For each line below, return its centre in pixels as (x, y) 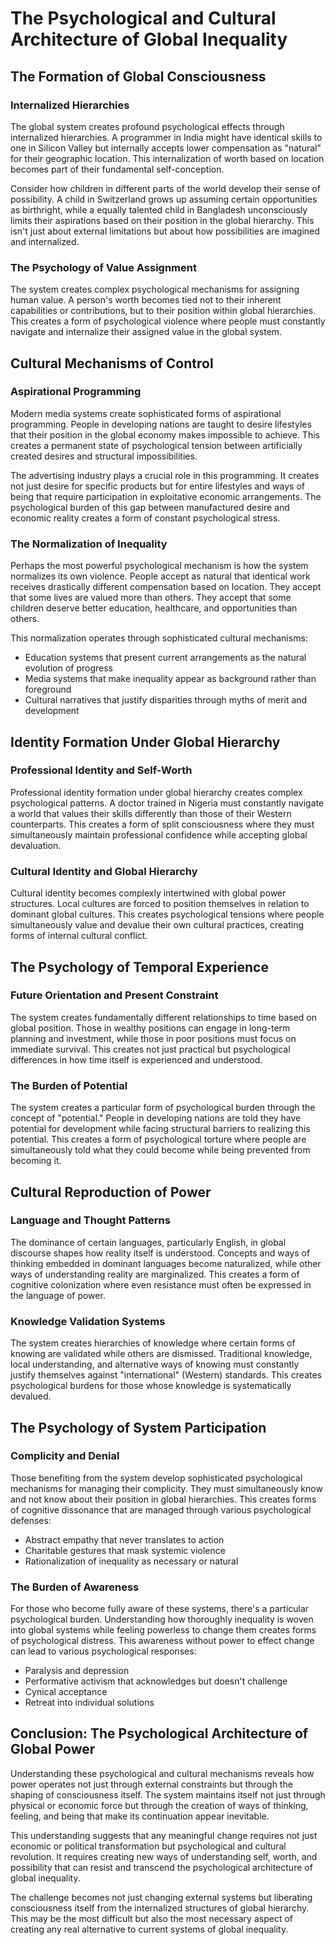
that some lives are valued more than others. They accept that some (151, 598)
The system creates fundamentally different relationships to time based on (163, 1017)
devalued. (31, 1396)
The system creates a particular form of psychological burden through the (163, 1108)
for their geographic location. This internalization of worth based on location (167, 158)
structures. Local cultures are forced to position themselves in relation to (160, 904)
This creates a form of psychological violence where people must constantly (168, 321)
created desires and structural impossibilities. (104, 456)
